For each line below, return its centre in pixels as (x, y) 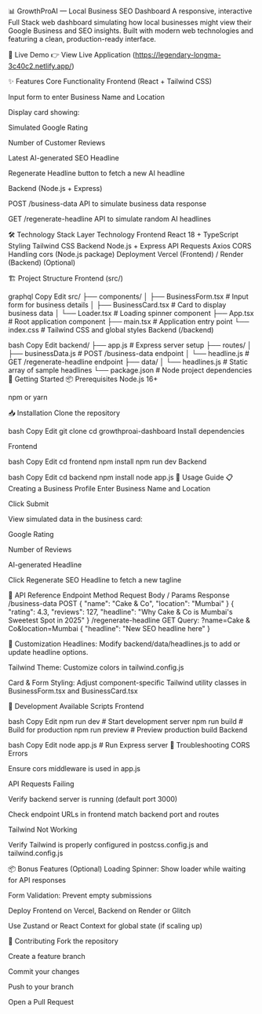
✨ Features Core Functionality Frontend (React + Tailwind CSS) (110, 81)
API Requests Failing (41, 784)
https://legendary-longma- (178, 55)
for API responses (37, 880)
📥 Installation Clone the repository (64, 413)
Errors (18, 753)
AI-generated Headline (45, 565)
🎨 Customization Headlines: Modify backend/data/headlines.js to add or (124, 644)
